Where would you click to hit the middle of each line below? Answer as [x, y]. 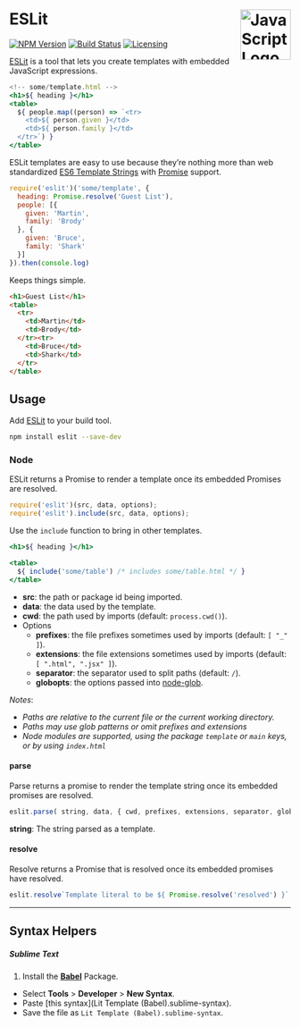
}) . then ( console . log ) [50, 263]
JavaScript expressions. [54, 71]
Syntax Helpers [53, 931]
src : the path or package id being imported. [102, 597]
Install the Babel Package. [70, 976]
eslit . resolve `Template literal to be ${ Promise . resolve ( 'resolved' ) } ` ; [151, 895]
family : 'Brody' [56, 222]
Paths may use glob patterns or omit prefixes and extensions [134, 726]
